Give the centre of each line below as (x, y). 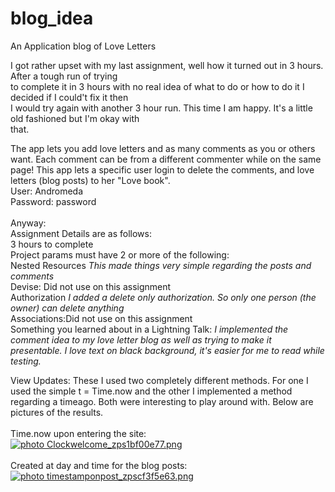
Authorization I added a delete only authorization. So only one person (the (163, 297)
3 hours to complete (52, 244)
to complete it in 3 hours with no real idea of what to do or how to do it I (157, 86)
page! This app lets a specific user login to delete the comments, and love (162, 169)
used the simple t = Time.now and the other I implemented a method (151, 391)
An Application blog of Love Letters (83, 46)
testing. (26, 361)
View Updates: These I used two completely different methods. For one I (159, 380)
